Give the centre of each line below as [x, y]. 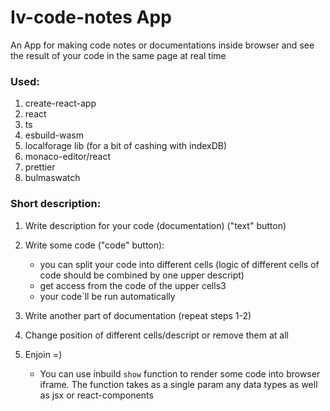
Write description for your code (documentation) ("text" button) [155, 225]
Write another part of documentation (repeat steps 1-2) [138, 315]
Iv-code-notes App [91, 17]
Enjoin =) [43, 354]
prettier [40, 167]
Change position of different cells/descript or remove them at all [156, 335]
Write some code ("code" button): [94, 245]
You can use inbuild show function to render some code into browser [180, 373]
